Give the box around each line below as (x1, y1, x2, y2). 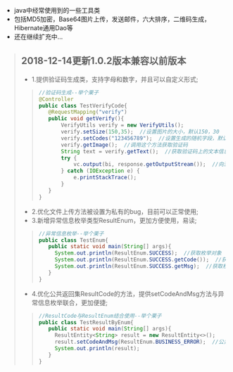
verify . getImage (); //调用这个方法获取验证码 (61, 141, 189, 148)
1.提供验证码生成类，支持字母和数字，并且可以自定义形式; (31, 75, 199, 83)
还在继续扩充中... (13, 32, 63, 41)
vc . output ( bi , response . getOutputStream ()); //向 (73, 161, 224, 168)
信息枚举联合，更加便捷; (37, 298, 108, 307)
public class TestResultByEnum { (38, 319, 134, 326)
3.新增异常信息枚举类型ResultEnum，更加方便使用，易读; (31, 216, 197, 224)
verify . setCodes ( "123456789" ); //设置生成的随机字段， (61, 134, 218, 142)
